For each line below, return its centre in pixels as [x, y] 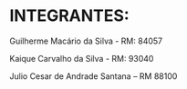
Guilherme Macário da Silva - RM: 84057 [86, 41]
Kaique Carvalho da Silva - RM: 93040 [82, 58]
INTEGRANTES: [69, 16]
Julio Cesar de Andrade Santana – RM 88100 [93, 76]
